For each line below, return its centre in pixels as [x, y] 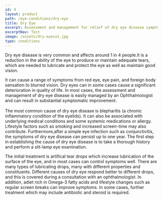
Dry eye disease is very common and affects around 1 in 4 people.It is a [76, 55]
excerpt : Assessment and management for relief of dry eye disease [75, 28]
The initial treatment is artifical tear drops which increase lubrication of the [80, 156]
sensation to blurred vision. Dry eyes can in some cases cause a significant [80, 85]
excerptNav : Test [23, 32]
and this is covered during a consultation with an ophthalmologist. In [73, 177]
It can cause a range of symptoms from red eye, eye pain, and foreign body [81, 80]
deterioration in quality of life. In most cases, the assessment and [70, 90]
